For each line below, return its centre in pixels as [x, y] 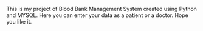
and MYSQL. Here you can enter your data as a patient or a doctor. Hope [97, 15]
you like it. [19, 22]
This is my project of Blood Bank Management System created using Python [102, 9]
